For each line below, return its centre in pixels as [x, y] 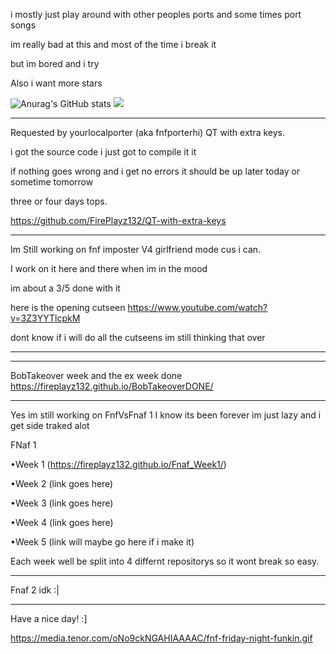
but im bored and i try [55, 63]
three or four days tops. [59, 201]
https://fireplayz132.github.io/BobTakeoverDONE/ [112, 386]
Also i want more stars [56, 83]
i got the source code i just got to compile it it [103, 152]
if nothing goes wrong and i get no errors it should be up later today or [155, 171]
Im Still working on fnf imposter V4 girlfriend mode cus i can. [136, 249]
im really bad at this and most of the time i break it [113, 44]
